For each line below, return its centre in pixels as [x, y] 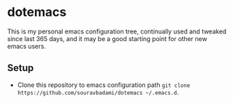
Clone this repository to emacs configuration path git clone [104, 85]
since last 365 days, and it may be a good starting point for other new [107, 38]
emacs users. [27, 46]
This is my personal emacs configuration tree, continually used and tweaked [117, 31]
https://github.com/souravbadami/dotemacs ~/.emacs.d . [98, 92]
